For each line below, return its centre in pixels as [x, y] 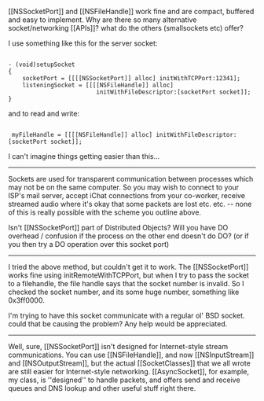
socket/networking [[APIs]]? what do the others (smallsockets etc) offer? [126, 28]
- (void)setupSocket [42, 64]
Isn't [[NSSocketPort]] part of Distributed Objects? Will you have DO [118, 228]
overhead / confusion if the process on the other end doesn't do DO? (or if [128, 236]
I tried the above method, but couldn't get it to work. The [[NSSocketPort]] [128, 267]
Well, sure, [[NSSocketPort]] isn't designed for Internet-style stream [118, 346]
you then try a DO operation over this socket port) [89, 244]
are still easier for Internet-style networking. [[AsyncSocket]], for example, [129, 372]
